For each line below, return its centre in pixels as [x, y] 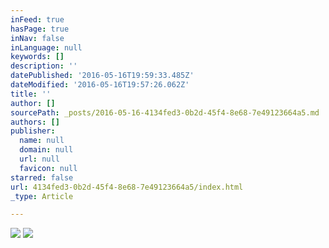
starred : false [42, 177]
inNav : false [37, 38]
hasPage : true [40, 29]
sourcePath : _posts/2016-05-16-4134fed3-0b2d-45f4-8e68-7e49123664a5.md [165, 112]
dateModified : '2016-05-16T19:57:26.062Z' [100, 85]
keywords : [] [37, 57]
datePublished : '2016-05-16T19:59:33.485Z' [102, 76]
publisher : [33, 131]
